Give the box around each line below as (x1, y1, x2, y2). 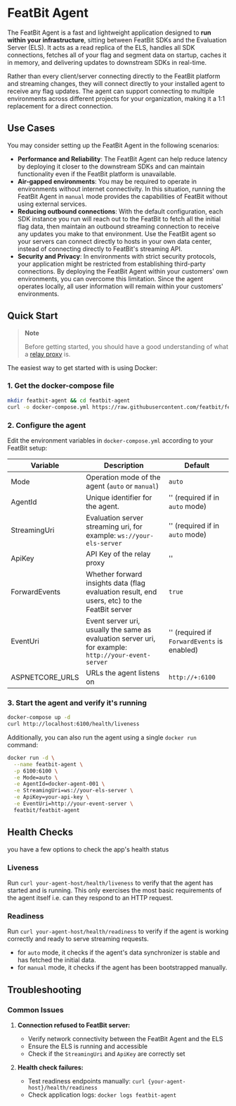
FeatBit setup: (7, 443, 48, 452)
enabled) (168, 645, 199, 655)
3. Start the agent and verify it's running (7, 698, 147, 708)
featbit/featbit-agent (13, 806, 80, 813)
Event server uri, (86, 615, 140, 625)
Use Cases (7, 122, 55, 135)
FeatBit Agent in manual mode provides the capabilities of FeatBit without (17, 192, 228, 200)
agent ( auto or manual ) (86, 481, 159, 491)
